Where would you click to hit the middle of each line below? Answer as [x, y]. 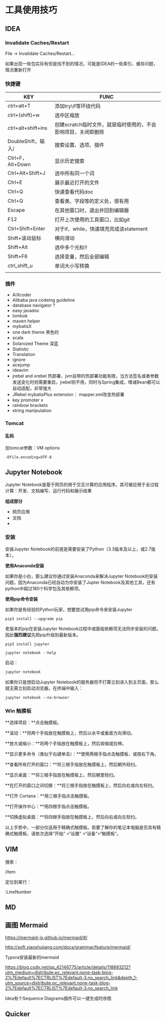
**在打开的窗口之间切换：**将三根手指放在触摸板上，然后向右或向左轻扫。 [81, 785]
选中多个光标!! [71, 247]
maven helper [26, 321]
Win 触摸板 [18, 710]
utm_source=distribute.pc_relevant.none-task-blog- [58, 983]
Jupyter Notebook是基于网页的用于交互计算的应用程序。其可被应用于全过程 [82, 485]
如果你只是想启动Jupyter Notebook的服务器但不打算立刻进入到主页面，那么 [82, 682]
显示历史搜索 [70, 161]
